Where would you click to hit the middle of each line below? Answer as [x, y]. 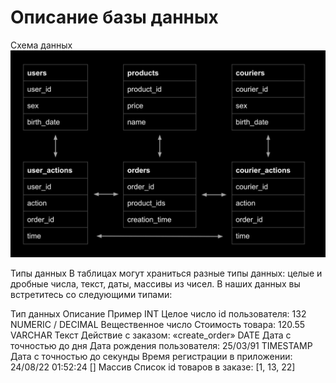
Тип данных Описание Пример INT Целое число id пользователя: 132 [158, 313]
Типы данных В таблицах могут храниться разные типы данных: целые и [166, 273]
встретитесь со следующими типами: [91, 294]
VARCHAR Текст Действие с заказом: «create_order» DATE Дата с [151, 335]
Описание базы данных [114, 17]
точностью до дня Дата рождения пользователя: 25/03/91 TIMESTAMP [161, 345]
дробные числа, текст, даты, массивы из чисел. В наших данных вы [155, 283]
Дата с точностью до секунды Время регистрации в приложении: [151, 356]
